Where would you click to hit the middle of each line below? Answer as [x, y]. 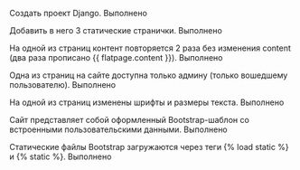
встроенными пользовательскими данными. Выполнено [118, 129]
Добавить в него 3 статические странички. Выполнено [116, 30]
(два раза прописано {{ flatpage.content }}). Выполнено [116, 57]
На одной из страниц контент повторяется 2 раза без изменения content [150, 48]
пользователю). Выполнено [62, 85]
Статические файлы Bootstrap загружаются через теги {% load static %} [149, 147]
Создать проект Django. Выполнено [78, 13]
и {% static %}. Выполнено [61, 156]
